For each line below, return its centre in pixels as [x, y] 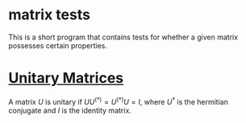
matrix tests [50, 15]
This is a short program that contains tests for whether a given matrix [123, 37]
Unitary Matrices [66, 78]
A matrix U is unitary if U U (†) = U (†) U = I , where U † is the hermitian [118, 100]
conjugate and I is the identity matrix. [70, 110]
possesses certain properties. [58, 45]
